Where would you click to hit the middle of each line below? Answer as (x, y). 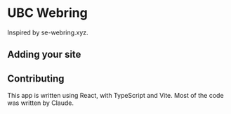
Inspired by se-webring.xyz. (48, 32)
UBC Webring (47, 13)
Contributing (36, 78)
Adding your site (44, 55)
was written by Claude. (40, 103)
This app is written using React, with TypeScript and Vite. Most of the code (115, 96)
